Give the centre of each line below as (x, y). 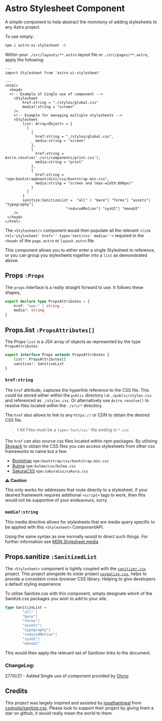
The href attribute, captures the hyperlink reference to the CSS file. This (77, 390)
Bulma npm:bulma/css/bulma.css (44, 465)
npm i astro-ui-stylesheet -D (36, 45)
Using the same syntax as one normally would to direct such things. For (77, 537)
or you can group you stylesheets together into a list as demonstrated (76, 255)
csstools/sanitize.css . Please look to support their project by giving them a (79, 708)
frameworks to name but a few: (36, 451)
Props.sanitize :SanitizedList (51, 557)
